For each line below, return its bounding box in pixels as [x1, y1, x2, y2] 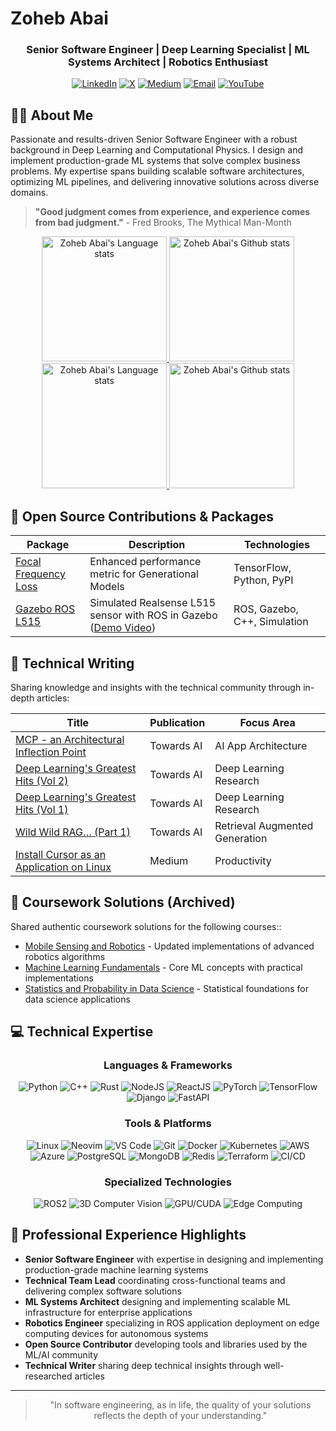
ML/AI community [24, 1348, 99, 1361]
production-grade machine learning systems [24, 1263, 209, 1276]
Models [89, 580, 125, 594]
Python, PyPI [233, 573, 294, 587]
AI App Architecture [214, 738, 308, 752]
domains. [10, 187, 49, 199]
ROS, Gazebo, [233, 602, 299, 616]
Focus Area [239, 715, 296, 729]
